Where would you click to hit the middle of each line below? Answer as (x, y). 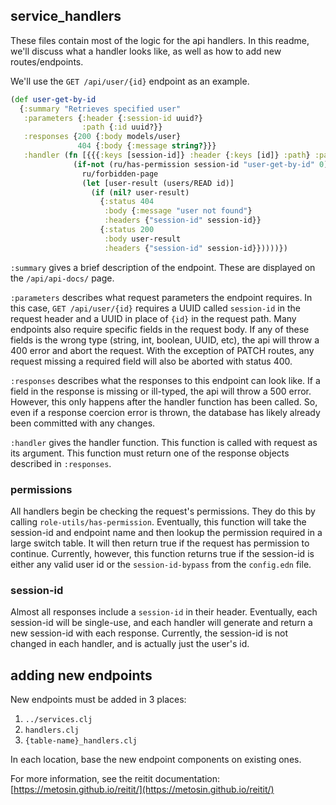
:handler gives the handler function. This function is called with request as (164, 442)
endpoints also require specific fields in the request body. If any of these (160, 329)
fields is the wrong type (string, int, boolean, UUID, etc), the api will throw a (165, 340)
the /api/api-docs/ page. (62, 278)
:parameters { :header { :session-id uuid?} (113, 118)
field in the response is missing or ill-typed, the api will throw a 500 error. (161, 391)
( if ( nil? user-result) (140, 192)
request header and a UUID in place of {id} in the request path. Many (153, 318)
